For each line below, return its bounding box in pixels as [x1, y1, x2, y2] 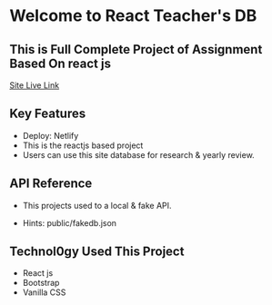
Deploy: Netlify [22, 130, 79, 141]
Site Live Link [9, 80, 60, 91]
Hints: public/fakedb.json [22, 217, 116, 228]
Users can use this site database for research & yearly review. [22, 149, 255, 160]
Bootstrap [22, 278, 60, 289]
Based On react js [9, 55, 112, 71]
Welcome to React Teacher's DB [9, 5, 257, 26]
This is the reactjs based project [22, 140, 144, 151]
